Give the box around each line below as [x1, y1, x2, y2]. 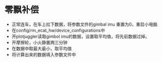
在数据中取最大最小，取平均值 [11, 46, 72, 51]
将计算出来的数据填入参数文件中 [11, 51, 76, 57]
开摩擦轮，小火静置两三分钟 [11, 39, 68, 45]
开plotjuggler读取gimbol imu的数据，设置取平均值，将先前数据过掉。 [11, 33, 150, 39]
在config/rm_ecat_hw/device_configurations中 [11, 27, 105, 33]
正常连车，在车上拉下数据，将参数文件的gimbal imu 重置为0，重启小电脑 [11, 21, 158, 27]
